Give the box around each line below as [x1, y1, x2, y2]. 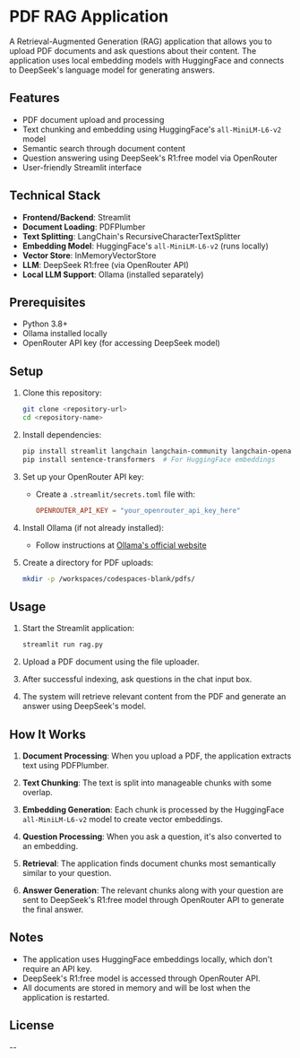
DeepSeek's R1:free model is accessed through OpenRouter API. [21, 973, 261, 984]
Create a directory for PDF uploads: [21, 557, 154, 568]
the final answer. [21, 904, 84, 915]
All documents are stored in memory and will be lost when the [21, 982, 251, 993]
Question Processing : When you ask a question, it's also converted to [21, 831, 282, 842]
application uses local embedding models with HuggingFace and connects [9, 55, 285, 65]
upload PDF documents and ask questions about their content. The [9, 45, 257, 56]
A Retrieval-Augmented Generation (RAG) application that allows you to [9, 36, 272, 47]
